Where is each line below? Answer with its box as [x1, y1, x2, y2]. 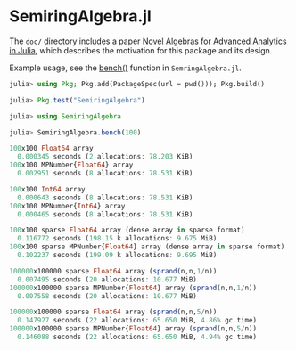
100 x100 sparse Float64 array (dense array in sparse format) [9, 225, 245, 235]
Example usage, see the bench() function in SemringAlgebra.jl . [9, 62, 243, 73]
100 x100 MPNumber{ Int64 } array [9, 201, 126, 210]
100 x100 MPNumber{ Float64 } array [9, 160, 134, 170]
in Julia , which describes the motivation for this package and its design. [9, 45, 273, 55]
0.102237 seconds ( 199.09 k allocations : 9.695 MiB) [17, 251, 218, 260]
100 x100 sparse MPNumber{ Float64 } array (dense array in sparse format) [9, 242, 285, 251]
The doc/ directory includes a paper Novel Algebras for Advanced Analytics [9, 36, 287, 46]
